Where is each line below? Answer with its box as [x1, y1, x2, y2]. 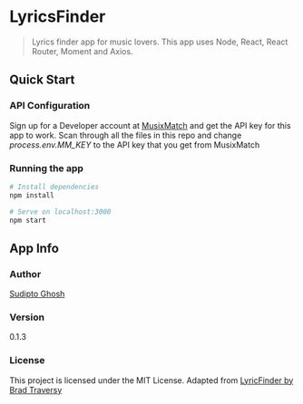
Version [9, 311, 45, 323]
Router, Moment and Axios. [31, 45, 133, 56]
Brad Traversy [9, 384, 63, 395]
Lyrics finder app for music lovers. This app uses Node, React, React [31, 36, 288, 47]
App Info [9, 240, 59, 255]
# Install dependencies [9, 182, 100, 191]
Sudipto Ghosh [9, 288, 65, 300]
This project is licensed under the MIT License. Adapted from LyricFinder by [9, 374, 294, 386]
